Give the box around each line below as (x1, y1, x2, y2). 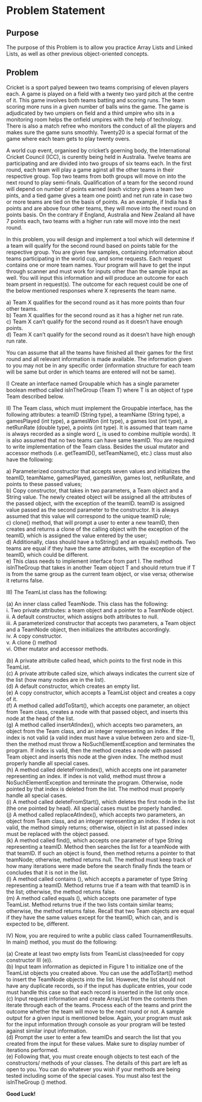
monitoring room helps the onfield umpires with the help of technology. (6, 115, 183, 123)
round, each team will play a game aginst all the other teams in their (6, 166, 174, 173)
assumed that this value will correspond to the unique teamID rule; (6, 512, 171, 520)
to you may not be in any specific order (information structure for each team (6, 361, 195, 369)
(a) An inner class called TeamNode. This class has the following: (6, 600, 168, 608)
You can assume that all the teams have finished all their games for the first (6, 349, 194, 356)
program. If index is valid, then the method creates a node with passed (6, 747, 182, 754)
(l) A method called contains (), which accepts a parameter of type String (6, 875, 188, 883)
